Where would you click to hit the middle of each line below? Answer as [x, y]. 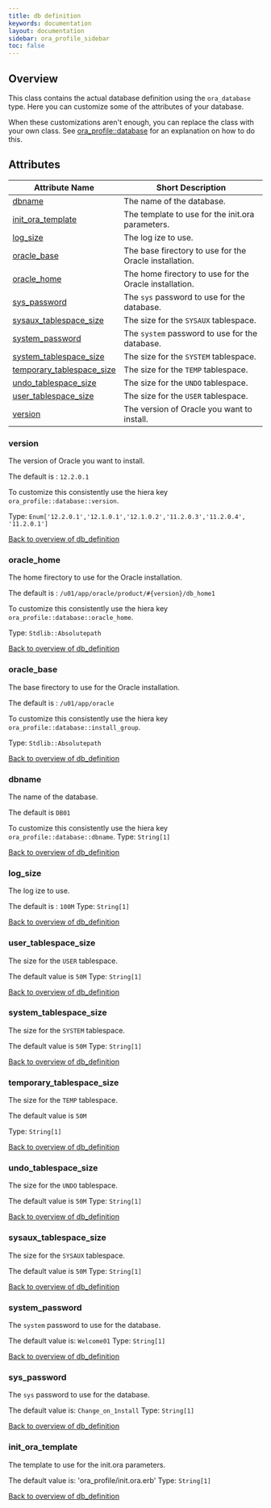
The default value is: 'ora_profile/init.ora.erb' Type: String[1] [110, 1480]
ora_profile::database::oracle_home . [71, 618]
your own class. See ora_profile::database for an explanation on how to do [132, 131]
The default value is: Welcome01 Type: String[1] [87, 1341]
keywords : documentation [50, 23]
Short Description [191, 187]
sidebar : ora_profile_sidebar [59, 38]
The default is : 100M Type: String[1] [69, 907]
